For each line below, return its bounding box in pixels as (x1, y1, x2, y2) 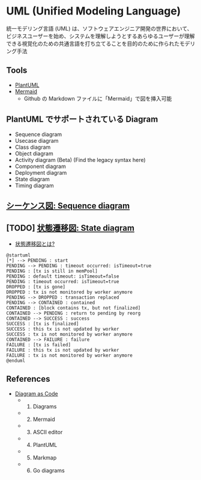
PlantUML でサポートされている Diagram (6, 114, 158, 125)
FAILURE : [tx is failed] (6, 341, 71, 348)
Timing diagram (14, 182, 54, 189)
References (6, 374, 50, 384)
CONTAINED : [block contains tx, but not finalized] (6, 305, 141, 311)
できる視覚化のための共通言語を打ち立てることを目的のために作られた (6, 40, 180, 47)
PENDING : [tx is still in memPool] (6, 268, 98, 274)
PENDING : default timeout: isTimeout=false (6, 273, 119, 279)
